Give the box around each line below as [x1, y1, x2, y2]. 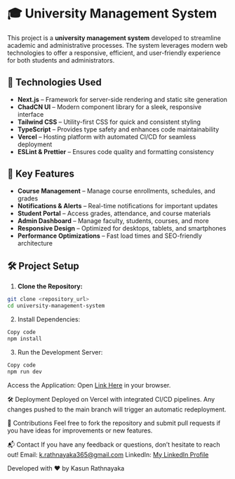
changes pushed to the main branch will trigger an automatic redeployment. [7, 405, 227, 414]
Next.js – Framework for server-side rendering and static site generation [17, 95, 228, 103]
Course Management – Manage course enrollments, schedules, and [17, 186, 215, 195]
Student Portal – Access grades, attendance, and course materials [17, 209, 211, 217]
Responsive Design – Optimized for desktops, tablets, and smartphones [17, 224, 227, 232]
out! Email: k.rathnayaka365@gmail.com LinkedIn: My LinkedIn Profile [7, 450, 209, 459]
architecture [17, 238, 53, 247]
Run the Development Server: [17, 347, 103, 356]
